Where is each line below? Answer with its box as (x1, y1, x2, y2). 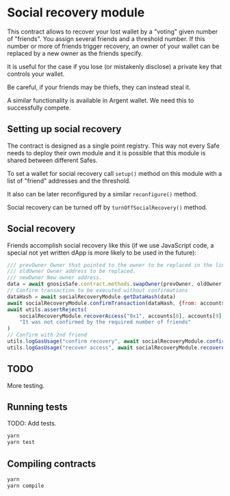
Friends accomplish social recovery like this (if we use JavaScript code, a (7, 241, 214, 249)
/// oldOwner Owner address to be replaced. (7, 268, 136, 275)
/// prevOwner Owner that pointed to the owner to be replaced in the (7, 261, 213, 268)
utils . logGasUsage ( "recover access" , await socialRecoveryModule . (7, 344, 201, 351)
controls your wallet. (7, 70, 65, 78)
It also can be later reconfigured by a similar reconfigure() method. (7, 190, 198, 198)
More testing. (7, 381, 45, 389)
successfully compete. (7, 103, 71, 112)
